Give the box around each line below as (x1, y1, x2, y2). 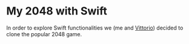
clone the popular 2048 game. (6, 30, 82, 37)
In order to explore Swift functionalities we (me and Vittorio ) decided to (6, 24, 184, 31)
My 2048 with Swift (6, 4, 107, 18)
